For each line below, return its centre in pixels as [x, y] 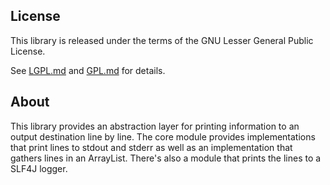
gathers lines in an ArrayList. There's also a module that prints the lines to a [166, 158]
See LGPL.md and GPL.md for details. [88, 70]
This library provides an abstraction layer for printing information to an [155, 126]
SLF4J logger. [39, 168]
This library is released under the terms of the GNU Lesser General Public [162, 40]
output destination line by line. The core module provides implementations [163, 136]
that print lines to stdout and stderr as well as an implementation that [151, 147]
